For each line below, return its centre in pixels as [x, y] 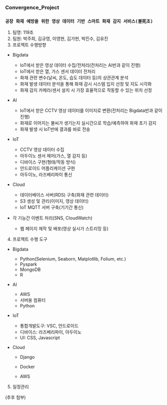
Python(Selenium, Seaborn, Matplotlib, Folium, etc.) [73, 259]
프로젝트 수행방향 [29, 45]
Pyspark [28, 264]
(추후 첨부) [15, 397]
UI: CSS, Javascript [40, 338]
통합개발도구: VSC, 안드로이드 [49, 326]
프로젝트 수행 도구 [30, 239]
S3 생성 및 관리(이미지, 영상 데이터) [54, 201]
